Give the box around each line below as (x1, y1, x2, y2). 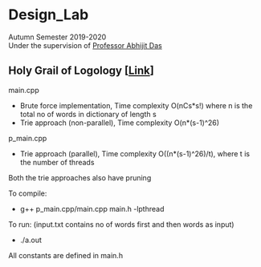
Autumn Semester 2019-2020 (8, 32, 107, 42)
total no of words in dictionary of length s (19, 109, 157, 119)
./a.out (19, 235, 43, 245)
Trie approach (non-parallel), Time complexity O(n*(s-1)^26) (19, 118, 219, 127)
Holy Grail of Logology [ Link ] (8, 64, 154, 78)
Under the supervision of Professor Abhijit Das (8, 40, 162, 50)
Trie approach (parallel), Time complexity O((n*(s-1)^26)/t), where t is (19, 148, 251, 158)
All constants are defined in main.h (8, 250, 123, 260)
